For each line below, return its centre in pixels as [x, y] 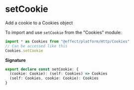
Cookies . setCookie [24, 50]
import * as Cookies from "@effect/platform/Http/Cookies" [67, 41]
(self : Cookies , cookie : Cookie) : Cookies [54, 78]
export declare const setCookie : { [42, 69]
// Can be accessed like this [36, 46]
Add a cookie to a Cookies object [39, 23]
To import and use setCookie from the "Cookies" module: [64, 32]
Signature [16, 60]
